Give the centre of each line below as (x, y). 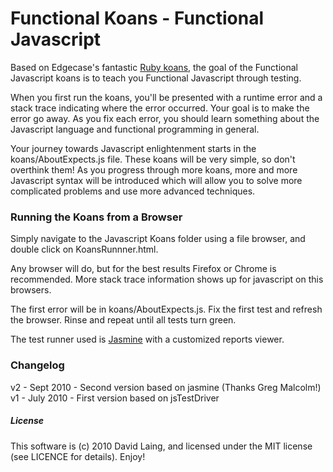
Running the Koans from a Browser (96, 217)
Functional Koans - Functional (137, 18)
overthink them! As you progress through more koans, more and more (154, 169)
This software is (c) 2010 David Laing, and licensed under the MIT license (161, 446)
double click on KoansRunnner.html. (84, 249)
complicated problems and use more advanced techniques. (133, 191)
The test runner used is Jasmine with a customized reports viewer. (147, 339)
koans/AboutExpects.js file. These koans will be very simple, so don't (153, 159)
